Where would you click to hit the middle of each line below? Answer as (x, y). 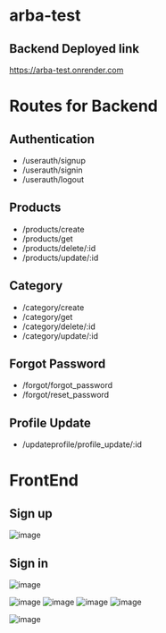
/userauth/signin (52, 170)
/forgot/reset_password (66, 395)
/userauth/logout (53, 179)
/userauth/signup (54, 160)
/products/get (47, 239)
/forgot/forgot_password (67, 385)
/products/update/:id (60, 257)
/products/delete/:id (59, 248)
